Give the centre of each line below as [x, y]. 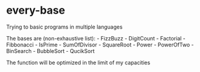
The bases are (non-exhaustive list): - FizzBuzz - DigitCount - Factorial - [96, 38]
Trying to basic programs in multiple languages [65, 27]
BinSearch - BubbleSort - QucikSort [50, 51]
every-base [36, 10]
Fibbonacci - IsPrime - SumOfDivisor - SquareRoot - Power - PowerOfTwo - [100, 45]
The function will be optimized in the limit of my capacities [78, 62]
